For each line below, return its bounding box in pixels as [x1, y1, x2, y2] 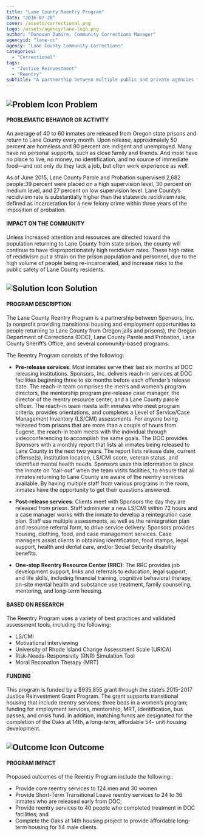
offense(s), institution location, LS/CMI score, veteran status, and [15, 453, 178, 461]
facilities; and [15, 810, 49, 818]
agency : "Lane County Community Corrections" [6, 43, 123, 49]
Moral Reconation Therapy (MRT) [15, 658, 99, 666]
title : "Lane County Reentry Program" [6, 9, 104, 15]
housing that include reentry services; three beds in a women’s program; [6, 698, 188, 706]
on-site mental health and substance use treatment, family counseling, [15, 580, 192, 588]
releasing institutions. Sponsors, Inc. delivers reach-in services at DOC [15, 370, 192, 377]
